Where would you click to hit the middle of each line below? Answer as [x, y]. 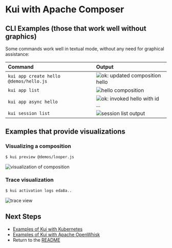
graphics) [21, 36]
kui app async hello [33, 102]
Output [105, 67]
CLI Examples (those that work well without [76, 28]
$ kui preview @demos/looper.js [40, 157]
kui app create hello [34, 76]
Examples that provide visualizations [65, 132]
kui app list [24, 90]
